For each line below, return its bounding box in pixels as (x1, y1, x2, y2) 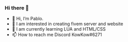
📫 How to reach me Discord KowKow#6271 (11, 32, 102, 38)
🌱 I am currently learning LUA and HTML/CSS (11, 26, 106, 32)
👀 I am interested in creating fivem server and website (11, 21, 123, 27)
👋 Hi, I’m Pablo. (11, 16, 43, 22)
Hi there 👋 (4, 4, 29, 11)
